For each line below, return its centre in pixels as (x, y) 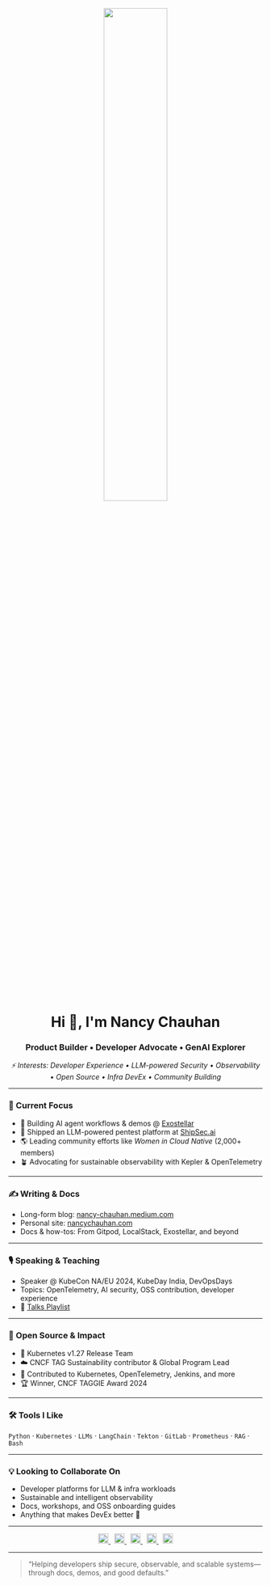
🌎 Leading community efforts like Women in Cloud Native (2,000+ (131, 1141)
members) (37, 1152)
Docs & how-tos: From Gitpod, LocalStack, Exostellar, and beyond (129, 1232)
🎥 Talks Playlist (45, 1307)
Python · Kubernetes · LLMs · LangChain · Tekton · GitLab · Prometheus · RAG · (129, 1435)
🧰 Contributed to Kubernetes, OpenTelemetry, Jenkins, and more (127, 1374)
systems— (243, 1564)
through (41, 1573)
